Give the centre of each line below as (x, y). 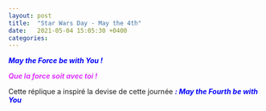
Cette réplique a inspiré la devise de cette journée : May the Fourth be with (133, 92)
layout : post (30, 16)
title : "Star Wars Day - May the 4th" (75, 23)
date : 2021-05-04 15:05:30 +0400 (68, 30)
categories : (28, 38)
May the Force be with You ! (55, 61)
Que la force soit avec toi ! (53, 76)
